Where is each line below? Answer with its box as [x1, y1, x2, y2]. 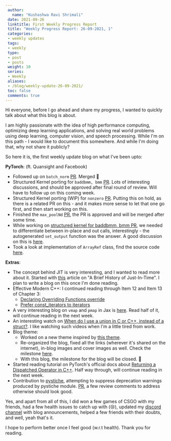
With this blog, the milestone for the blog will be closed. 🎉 [20, 356, 142, 362]
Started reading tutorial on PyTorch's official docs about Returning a [12, 361, 156, 367]
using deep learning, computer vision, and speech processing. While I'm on [5, 133, 164, 139]
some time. [12, 217, 37, 223]
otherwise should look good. [12, 388, 73, 395]
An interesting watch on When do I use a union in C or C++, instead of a [12, 318, 164, 324]
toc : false [7, 88, 31, 93]
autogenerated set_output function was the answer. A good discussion [12, 233, 162, 239]
